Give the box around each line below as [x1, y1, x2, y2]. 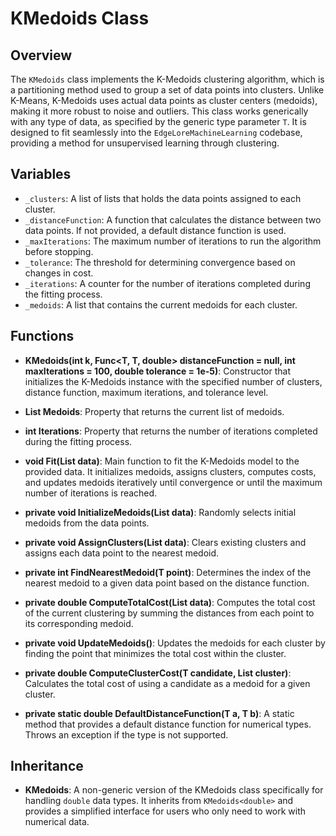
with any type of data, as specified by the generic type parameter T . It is [10, 116, 307, 127]
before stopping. [24, 245, 94, 257]
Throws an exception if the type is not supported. [24, 728, 229, 741]
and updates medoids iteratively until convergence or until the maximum [24, 476, 323, 488]
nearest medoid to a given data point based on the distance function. [24, 577, 310, 589]
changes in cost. [24, 267, 94, 279]
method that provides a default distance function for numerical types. [24, 718, 312, 730]
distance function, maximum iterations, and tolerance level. [24, 386, 269, 398]
